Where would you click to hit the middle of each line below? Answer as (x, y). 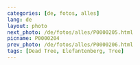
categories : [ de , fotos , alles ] (53, 13)
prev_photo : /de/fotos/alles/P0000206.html (70, 45)
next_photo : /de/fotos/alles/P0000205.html (70, 32)
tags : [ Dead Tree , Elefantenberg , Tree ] (66, 51)
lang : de (20, 20)
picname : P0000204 (33, 39)
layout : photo (27, 26)
